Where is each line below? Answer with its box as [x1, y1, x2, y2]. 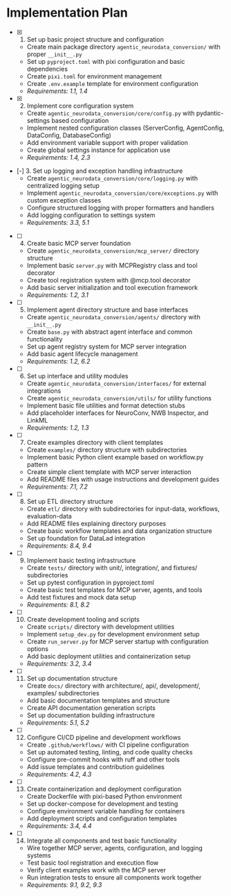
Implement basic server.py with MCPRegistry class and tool [26, 261, 198, 269]
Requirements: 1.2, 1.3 [26, 423, 89, 432]
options [26, 644, 49, 653]
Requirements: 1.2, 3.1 [26, 290, 89, 299]
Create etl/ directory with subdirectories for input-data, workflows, [26, 505, 220, 513]
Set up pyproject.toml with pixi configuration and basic [26, 57, 185, 65]
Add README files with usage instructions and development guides [26, 475, 219, 483]
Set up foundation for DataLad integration [26, 534, 146, 542]
